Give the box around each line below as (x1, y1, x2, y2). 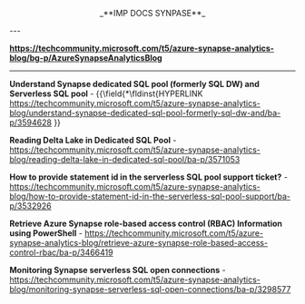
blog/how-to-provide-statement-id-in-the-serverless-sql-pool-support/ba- (9, 191, 291, 201)
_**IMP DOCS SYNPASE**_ (99, 8, 206, 18)
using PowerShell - (9, 228, 84, 239)
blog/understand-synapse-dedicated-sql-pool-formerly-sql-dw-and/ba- (9, 108, 281, 118)
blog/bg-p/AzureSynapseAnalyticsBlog (9, 53, 162, 63)
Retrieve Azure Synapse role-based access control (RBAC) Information (9, 218, 283, 229)
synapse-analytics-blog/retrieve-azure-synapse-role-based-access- (9, 238, 269, 248)
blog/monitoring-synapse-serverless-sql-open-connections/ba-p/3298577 (9, 284, 291, 294)
